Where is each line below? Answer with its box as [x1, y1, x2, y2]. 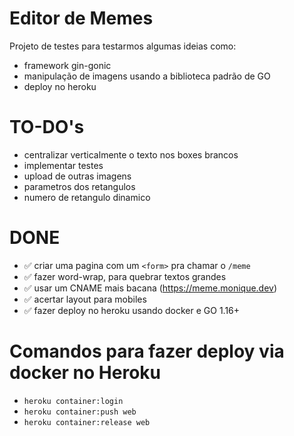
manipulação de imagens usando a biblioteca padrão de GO [23, 70, 271, 82]
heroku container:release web [23, 417, 151, 427]
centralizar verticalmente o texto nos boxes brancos [23, 148, 239, 161]
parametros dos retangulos [23, 180, 136, 192]
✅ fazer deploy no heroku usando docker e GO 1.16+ [23, 304, 241, 316]
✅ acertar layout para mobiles [23, 293, 147, 305]
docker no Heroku [9, 362, 162, 384]
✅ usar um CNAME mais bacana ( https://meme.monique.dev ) [23, 282, 278, 294]
